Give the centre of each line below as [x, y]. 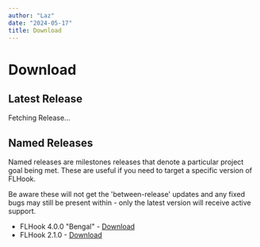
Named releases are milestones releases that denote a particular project [126, 162]
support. [22, 211]
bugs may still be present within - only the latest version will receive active [130, 203]
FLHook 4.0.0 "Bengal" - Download [77, 226]
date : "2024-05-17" [40, 23]
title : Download [35, 30]
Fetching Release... [39, 118]
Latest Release [46, 99]
